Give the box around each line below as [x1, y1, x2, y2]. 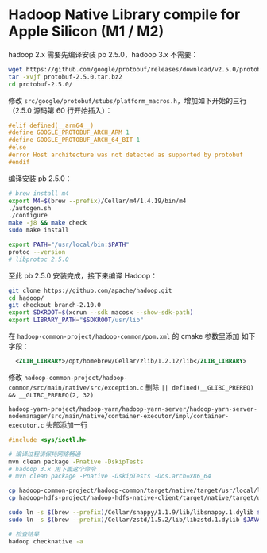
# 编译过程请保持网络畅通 [8, 450, 81, 458]
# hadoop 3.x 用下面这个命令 [8, 465, 97, 473]
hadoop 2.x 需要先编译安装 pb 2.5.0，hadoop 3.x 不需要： [8, 49, 199, 59]
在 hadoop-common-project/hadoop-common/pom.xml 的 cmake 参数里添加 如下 [8, 332, 256, 341]
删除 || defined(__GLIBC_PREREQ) [145, 382, 254, 392]
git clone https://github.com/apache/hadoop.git [8, 286, 172, 294]
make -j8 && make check [8, 219, 87, 227]
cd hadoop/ [8, 294, 44, 302]
